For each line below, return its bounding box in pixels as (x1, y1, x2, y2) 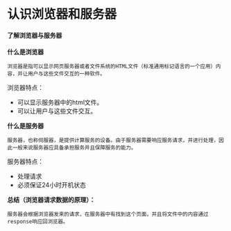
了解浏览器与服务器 (7, 31, 62, 39)
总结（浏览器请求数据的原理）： (7, 196, 96, 204)
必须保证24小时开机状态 (17, 181, 87, 189)
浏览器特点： (7, 83, 44, 92)
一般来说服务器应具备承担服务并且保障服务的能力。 (12, 144, 137, 152)
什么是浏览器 (7, 48, 44, 56)
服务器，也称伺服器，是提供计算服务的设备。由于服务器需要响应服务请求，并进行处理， (7, 137, 219, 144)
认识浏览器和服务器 (7, 6, 117, 22)
